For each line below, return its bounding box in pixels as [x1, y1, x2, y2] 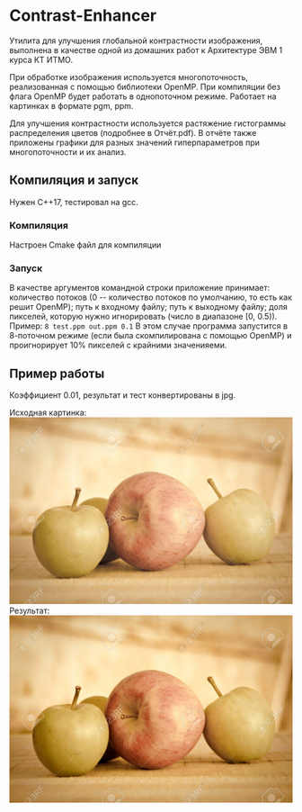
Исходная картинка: [9, 407, 87, 419]
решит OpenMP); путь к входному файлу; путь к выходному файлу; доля [9, 302, 288, 312]
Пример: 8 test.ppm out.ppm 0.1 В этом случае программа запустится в [9, 320, 289, 331]
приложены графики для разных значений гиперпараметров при [9, 137, 261, 148]
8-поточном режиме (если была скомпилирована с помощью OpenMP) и [9, 330, 292, 341]
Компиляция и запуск [9, 173, 139, 188]
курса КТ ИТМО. [9, 54, 74, 65]
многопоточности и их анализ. [9, 146, 127, 158]
